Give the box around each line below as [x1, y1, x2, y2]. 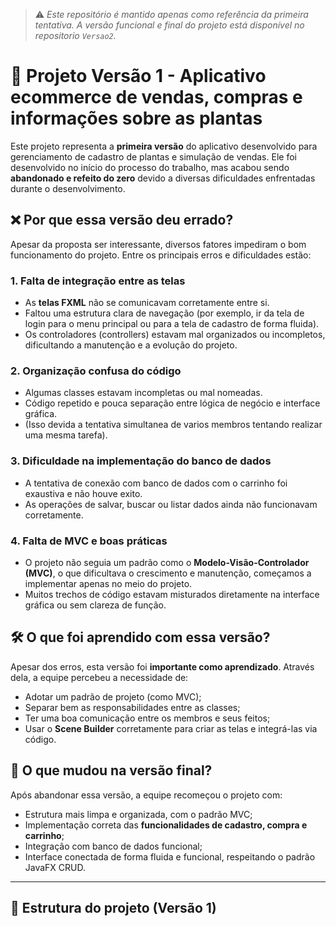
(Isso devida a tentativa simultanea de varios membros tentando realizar [24, 419, 323, 431]
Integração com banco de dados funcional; [24, 840, 203, 852]
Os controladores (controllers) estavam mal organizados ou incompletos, [24, 329, 326, 341]
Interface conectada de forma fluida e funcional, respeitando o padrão [24, 850, 316, 863]
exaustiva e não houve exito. [24, 487, 143, 499]
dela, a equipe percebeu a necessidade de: [10, 671, 189, 683]
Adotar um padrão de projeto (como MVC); [24, 690, 202, 703]
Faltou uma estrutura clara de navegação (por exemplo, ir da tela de [24, 307, 305, 319]
